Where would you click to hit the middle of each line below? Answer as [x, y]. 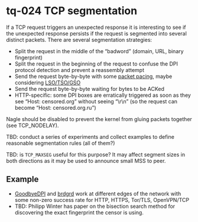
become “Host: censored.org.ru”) [55, 107]
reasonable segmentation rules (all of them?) [61, 143]
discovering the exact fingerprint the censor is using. [79, 212]
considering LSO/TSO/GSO [48, 82]
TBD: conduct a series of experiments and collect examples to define [90, 136]
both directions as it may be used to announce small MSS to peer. [86, 161]
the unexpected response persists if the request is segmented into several [97, 33]
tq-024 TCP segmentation [72, 11]
